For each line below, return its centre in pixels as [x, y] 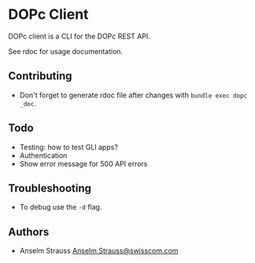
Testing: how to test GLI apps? [68, 147]
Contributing [40, 76]
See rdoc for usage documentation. [66, 51]
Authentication [43, 155]
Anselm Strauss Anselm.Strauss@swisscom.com [99, 251]
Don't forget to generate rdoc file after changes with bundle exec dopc [133, 95]
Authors [29, 232]
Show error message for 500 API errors [83, 163]
